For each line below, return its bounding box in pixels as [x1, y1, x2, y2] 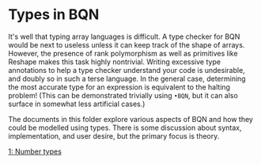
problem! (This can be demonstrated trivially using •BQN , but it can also [8, 90, 239, 100]
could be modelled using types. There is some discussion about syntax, [8, 123, 242, 132]
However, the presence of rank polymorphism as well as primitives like [8, 48, 239, 58]
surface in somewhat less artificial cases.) [8, 99, 146, 109]
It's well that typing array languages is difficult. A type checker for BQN [8, 32, 240, 41]
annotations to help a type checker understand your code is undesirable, [8, 65, 245, 74]
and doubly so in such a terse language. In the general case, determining [8, 74, 247, 83]
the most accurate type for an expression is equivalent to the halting [8, 82, 231, 92]
